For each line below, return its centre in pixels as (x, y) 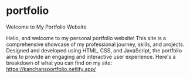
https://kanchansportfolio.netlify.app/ (51, 69)
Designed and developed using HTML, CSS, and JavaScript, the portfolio (94, 50)
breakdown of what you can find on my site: (59, 63)
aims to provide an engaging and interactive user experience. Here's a (91, 56)
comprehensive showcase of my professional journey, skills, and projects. (95, 44)
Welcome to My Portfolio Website (46, 27)
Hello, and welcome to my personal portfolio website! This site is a (86, 38)
